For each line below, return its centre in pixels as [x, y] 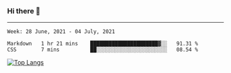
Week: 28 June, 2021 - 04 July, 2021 [61, 32]
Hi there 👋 [24, 11]
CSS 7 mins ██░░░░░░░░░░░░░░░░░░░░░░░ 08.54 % [102, 50]
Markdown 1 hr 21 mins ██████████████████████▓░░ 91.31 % [102, 44]
